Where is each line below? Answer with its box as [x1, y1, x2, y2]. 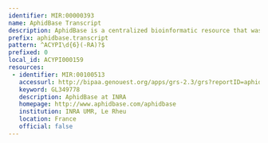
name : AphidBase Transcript [8, 19, 102, 27]
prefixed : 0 [8, 48, 48, 56]
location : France [18, 115, 77, 123]
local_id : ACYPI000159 [8, 56, 84, 64]
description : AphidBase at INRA [18, 93, 127, 101]
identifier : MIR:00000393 [8, 11, 94, 20]
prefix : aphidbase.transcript [8, 33, 109, 42]
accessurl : [18, 78, 56, 86]
